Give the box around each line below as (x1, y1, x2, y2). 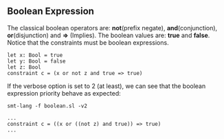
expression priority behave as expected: (7, 89, 122, 97)
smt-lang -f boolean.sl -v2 (7, 103, 88, 109)
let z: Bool (7, 63, 41, 71)
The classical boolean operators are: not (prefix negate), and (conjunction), (7, 23, 218, 32)
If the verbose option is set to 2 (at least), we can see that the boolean (7, 82, 206, 90)
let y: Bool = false (7, 58, 67, 65)
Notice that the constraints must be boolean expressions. (7, 38, 170, 47)
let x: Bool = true (7, 52, 63, 58)
